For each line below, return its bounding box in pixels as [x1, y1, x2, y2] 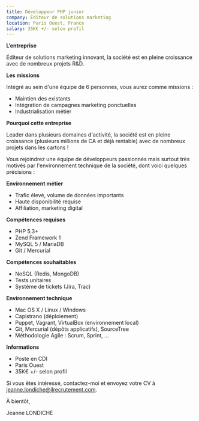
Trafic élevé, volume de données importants [14, 192, 124, 199]
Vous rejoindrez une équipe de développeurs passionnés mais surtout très [6, 156, 190, 163]
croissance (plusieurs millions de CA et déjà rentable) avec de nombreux [6, 138, 186, 145]
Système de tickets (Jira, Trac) [14, 283, 91, 290]
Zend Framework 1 [14, 234, 61, 241]
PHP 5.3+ [14, 228, 39, 235]
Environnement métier [6, 180, 64, 187]
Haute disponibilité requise [14, 198, 82, 205]
